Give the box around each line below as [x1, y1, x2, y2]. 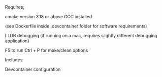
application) [5, 38, 30, 44]
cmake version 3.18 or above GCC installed [5, 14, 92, 19]
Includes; [5, 57, 24, 63]
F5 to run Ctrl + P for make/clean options [5, 48, 88, 53]
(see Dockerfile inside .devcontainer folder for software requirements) [5, 23, 147, 29]
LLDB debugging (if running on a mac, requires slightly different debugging [5, 33, 158, 38]
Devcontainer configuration [5, 66, 61, 72]
